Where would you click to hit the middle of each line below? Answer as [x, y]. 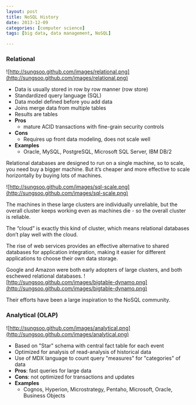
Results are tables [36, 114]
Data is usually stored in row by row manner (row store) [81, 89]
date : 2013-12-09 [27, 22]
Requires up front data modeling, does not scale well [87, 139]
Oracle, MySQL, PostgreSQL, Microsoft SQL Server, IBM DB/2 [97, 152]
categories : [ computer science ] [45, 28]
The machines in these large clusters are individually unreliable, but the [92, 205]
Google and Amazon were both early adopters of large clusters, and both [94, 270]
